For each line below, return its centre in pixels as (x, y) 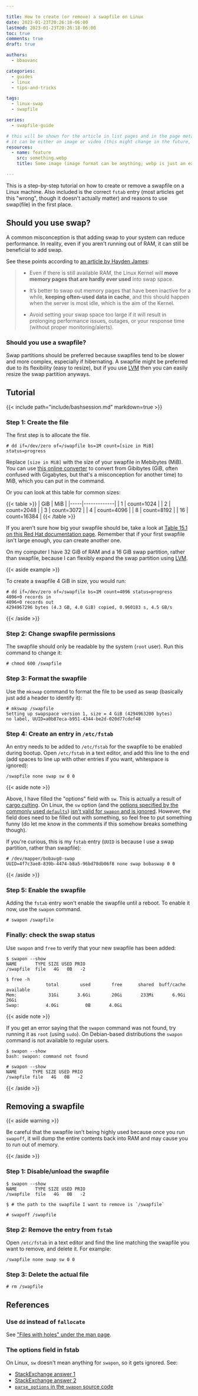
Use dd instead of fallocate (46, 1321)
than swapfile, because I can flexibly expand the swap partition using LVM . (97, 558)
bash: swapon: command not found (47, 1056)
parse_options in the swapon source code (64, 1387)
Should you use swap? (48, 223)
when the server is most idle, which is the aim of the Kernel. (102, 303)
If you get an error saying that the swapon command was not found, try (91, 1028)
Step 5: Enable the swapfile (46, 890)
